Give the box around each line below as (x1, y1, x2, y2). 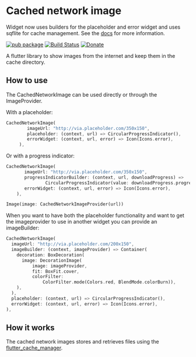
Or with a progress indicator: (6, 152, 75, 159)
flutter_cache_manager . (6, 344, 63, 352)
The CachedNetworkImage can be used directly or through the (6, 91, 157, 98)
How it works (6, 322, 55, 332)
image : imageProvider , (32, 263, 87, 269)
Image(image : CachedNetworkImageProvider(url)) (6, 201, 124, 207)
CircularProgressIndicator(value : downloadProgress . (45, 180, 176, 186)
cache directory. (6, 59, 45, 66)
